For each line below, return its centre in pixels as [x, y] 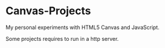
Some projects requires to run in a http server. [62, 39]
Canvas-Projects [48, 11]
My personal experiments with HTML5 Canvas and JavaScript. [82, 27]
